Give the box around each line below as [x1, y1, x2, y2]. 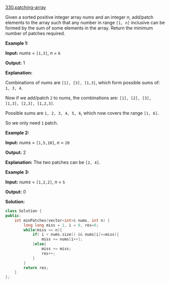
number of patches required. [5, 30, 65, 36]
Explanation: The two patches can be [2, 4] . [5, 160, 100, 165]
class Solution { [5, 208, 42, 213]
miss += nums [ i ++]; [41, 237, 83, 242]
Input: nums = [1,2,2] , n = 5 [5, 179, 65, 185]
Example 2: [5, 130, 29, 136]
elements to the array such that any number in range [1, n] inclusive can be [5, 20, 165, 25]
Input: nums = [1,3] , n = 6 [5, 50, 61, 56]
